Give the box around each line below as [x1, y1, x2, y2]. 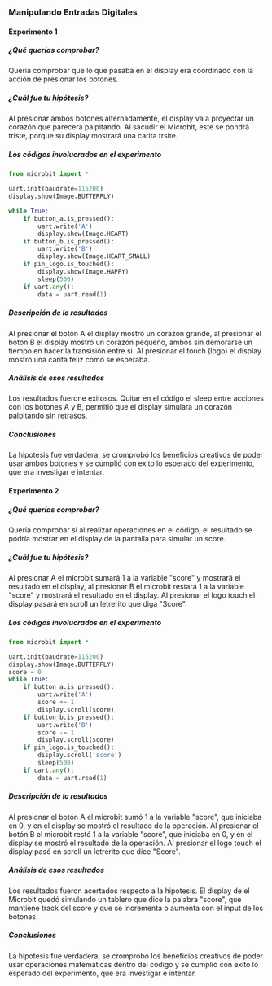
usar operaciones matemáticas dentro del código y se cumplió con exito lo [8, 959, 259, 969]
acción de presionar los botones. [8, 74, 119, 84]
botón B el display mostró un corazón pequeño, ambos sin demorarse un [8, 337, 253, 347]
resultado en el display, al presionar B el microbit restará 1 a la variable [8, 581, 244, 591]
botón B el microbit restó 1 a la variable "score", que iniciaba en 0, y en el [8, 829, 253, 839]
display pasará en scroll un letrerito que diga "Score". [8, 598, 187, 608]
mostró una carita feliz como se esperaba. [8, 354, 151, 364]
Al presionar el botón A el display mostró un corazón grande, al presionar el [8, 328, 262, 338]
